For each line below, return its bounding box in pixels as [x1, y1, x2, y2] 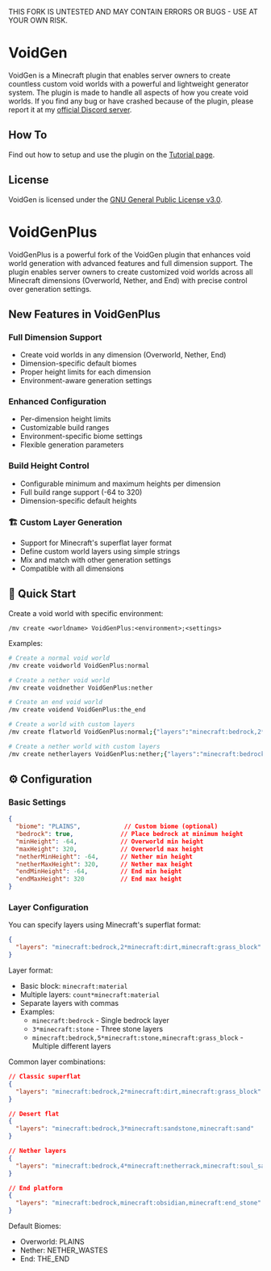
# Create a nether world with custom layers [8, 742, 161, 750]
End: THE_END [19, 1254, 70, 1264]
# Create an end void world [8, 699, 103, 707]
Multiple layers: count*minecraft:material [19, 990, 160, 999]
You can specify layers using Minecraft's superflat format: [8, 920, 202, 930]
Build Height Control [8, 460, 90, 471]
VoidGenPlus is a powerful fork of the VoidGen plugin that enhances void [8, 250, 251, 260]
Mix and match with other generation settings [19, 555, 172, 565]
